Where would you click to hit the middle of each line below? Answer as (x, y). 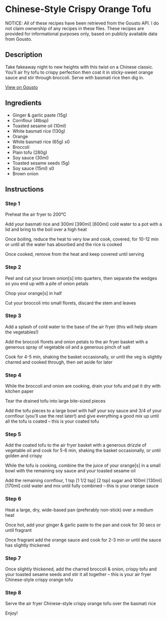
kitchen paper (19, 391)
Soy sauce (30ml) (30, 158)
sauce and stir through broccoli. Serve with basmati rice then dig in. (75, 77)
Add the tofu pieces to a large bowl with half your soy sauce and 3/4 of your (83, 411)
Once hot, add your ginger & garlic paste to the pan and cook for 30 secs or (83, 525)
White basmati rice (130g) (39, 131)
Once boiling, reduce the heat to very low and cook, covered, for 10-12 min (82, 239)
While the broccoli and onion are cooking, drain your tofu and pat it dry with (83, 386)
